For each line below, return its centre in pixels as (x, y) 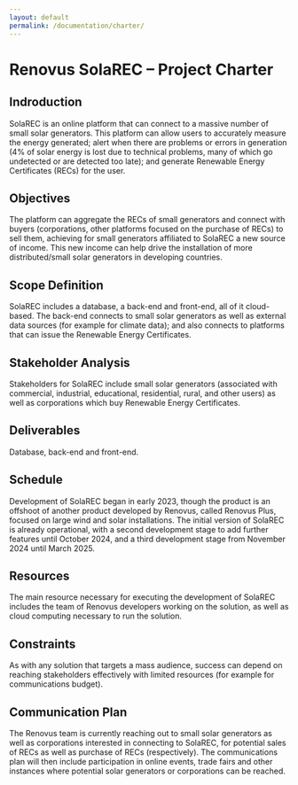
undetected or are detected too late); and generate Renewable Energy (137, 161)
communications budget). (56, 684)
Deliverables (45, 431)
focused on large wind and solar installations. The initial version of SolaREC (147, 520)
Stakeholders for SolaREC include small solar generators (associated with (143, 384)
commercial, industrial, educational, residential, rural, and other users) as (143, 393)
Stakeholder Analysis (70, 363)
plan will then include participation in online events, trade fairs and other (141, 762)
